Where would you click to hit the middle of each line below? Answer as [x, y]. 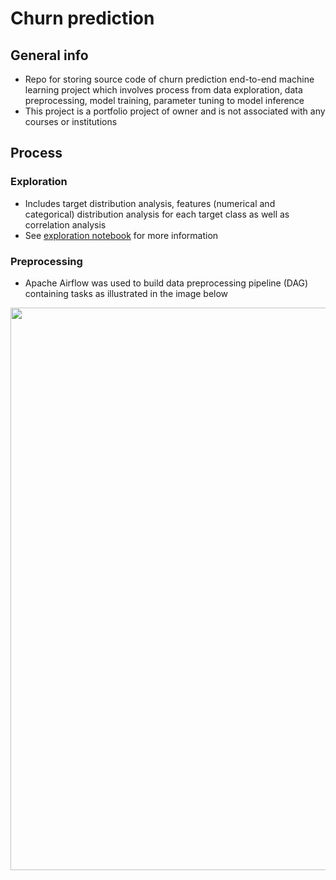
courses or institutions [71, 121]
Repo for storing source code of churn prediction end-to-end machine [169, 79]
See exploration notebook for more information [121, 235]
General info [49, 55]
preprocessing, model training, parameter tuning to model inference [164, 100]
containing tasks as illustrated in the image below [126, 293]
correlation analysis [65, 224]
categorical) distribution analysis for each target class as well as [157, 214]
